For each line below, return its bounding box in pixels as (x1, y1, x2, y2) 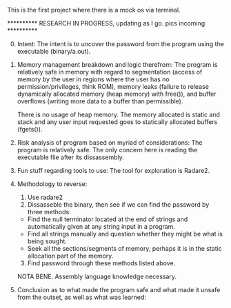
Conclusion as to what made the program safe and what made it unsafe (17, 286, 221, 294)
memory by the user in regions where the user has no (17, 75, 170, 83)
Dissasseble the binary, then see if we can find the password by (27, 201, 210, 209)
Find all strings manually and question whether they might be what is (27, 230, 223, 238)
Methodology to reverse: (17, 180, 88, 188)
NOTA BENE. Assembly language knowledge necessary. (17, 272, 177, 280)
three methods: (27, 208, 71, 216)
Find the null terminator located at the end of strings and (27, 215, 188, 223)
